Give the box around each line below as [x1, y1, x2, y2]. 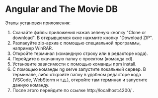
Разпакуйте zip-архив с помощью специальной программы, [12, 40, 141, 46]
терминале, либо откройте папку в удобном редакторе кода [12, 71, 141, 77]
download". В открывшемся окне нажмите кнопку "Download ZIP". [12, 35, 153, 41]
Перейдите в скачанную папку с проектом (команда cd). [12, 55, 134, 61]
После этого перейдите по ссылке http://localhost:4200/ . [12, 87, 134, 93]
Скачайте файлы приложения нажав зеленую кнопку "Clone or [12, 29, 147, 35]
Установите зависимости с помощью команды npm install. [12, 61, 137, 67]
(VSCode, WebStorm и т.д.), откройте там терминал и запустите [12, 77, 148, 83]
